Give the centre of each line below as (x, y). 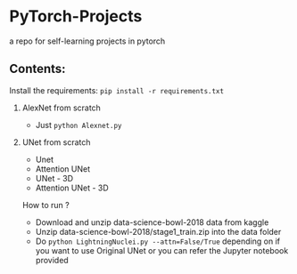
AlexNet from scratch (61, 108)
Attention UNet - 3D (72, 188)
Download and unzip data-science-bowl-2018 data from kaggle (152, 222)
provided (52, 260)
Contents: (37, 69)
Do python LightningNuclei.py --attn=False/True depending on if (158, 241)
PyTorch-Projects (76, 16)
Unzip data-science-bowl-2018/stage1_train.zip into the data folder (158, 231)
